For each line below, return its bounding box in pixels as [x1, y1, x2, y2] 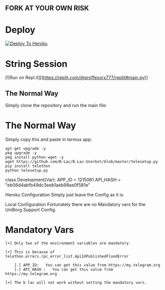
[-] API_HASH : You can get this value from [14, 267, 113, 272]
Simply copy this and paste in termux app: [5, 136, 92, 142]
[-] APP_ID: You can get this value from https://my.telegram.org [14, 262, 160, 267]
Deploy [5, 24, 36, 35]
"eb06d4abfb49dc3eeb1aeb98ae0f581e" [5, 182, 90, 188]
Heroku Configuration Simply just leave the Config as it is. [5, 192, 124, 198]
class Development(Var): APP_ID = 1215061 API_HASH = [5, 177, 121, 183]
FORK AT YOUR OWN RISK [5, 4, 89, 12]
